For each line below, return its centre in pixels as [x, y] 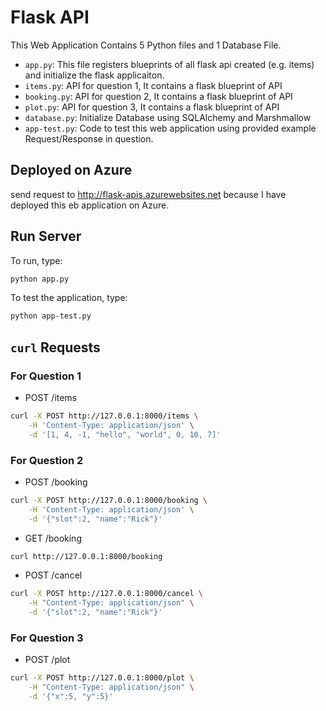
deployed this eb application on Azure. [90, 205]
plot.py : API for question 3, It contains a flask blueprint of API [152, 107]
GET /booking [53, 538]
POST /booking [56, 482]
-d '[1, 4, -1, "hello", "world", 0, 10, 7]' [125, 434]
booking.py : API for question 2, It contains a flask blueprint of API [158, 96]
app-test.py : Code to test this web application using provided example [170, 128]
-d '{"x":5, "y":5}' [71, 697]
